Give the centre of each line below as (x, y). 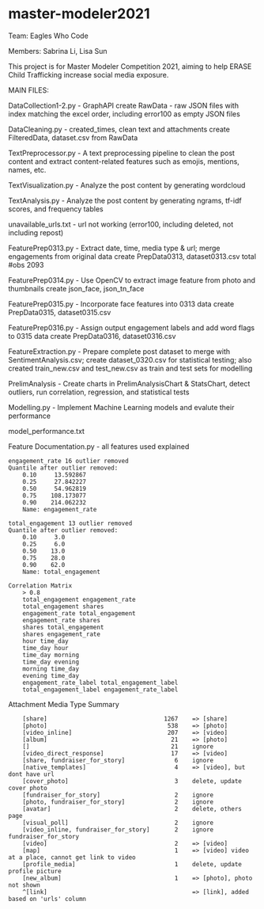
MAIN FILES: (28, 90)
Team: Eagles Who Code (48, 36)
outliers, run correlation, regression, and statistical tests (99, 392)
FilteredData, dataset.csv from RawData (73, 137)
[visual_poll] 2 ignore (118, 823)
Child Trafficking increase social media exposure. (89, 74)
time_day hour (45, 648)
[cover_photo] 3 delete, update (132, 781)
